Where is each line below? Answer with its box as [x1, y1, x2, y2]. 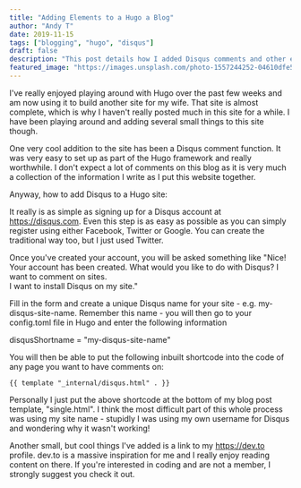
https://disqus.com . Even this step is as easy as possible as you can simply [9, 216, 287, 227]
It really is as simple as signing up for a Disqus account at [9, 206, 222, 217]
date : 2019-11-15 [9, 30, 74, 39]
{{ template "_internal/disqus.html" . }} [9, 378, 170, 388]
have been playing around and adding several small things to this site [9, 116, 264, 126]
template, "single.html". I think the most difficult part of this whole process [9, 404, 284, 415]
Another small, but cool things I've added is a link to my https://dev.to [9, 440, 266, 450]
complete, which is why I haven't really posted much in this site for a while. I [9, 107, 290, 117]
